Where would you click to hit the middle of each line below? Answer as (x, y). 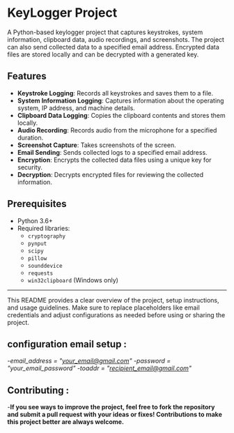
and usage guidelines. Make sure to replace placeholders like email (103, 307)
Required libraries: (44, 228)
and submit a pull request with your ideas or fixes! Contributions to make (115, 415)
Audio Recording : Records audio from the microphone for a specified (117, 130)
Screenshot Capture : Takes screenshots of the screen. (96, 145)
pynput (37, 243)
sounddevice (45, 266)
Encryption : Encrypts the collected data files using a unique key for (114, 160)
